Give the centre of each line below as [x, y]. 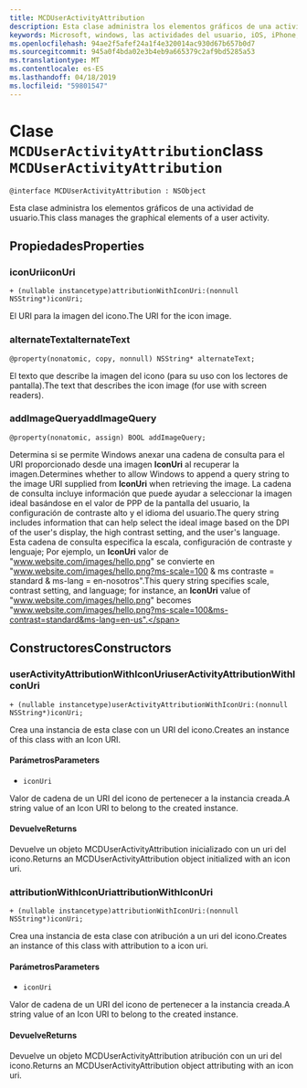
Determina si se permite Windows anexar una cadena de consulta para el [147, 454]
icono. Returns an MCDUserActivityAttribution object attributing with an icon [152, 1065]
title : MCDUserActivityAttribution [77, 18]
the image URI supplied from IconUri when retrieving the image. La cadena [150, 483]
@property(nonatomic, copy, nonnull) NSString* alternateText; [132, 359]
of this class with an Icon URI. [65, 739]
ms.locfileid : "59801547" [58, 86]
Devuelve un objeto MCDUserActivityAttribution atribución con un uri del [146, 1055]
